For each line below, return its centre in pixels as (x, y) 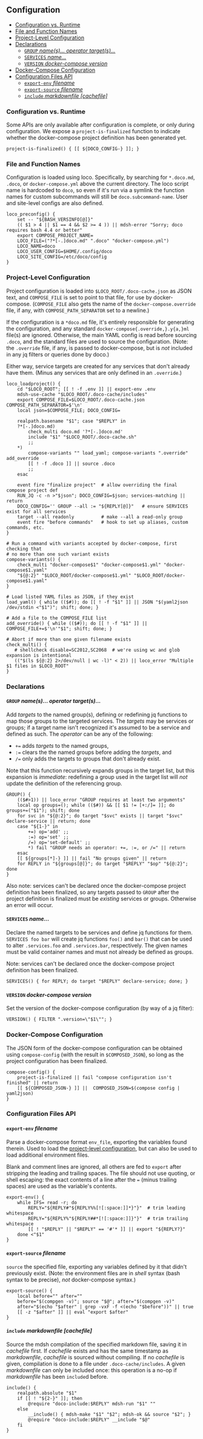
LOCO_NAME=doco (36, 246)
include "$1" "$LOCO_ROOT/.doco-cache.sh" (82, 437)
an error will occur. (30, 905)
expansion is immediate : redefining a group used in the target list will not (97, 777)
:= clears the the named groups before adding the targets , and (93, 752)
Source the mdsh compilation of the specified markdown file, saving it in (96, 1345)
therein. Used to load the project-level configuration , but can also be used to (102, 1148)
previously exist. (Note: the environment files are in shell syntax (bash (93, 1273)
